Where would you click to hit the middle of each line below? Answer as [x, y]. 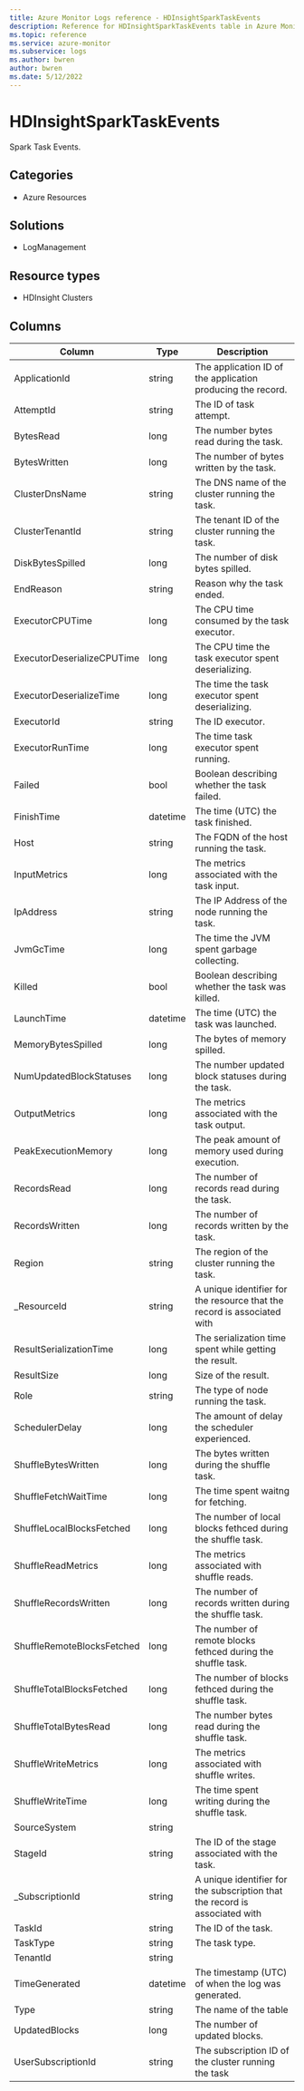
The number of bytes [239, 456]
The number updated [239, 1064]
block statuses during [240, 1076]
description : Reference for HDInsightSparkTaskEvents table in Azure [143, 26]
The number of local [237, 1516]
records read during [237, 1188]
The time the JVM [233, 937]
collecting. [217, 960]
